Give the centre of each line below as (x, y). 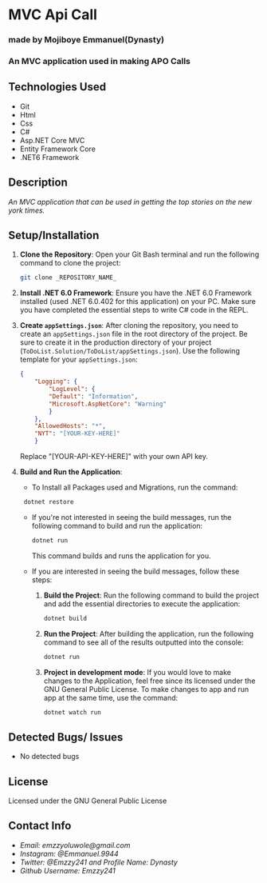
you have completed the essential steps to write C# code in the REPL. (134, 310)
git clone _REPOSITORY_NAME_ (68, 278)
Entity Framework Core (57, 149)
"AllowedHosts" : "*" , (70, 426)
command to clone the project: (70, 263)
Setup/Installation (54, 236)
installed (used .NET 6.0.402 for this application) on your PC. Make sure (138, 302)
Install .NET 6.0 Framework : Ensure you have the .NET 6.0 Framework (136, 293)
